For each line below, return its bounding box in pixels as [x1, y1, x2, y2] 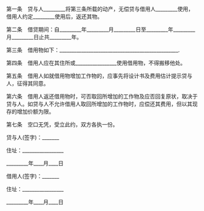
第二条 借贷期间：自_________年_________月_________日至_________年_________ [6, 26, 195, 33]
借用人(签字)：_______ [6, 173, 59, 179]
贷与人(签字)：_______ [6, 134, 59, 141]
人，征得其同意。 [6, 80, 49, 87]
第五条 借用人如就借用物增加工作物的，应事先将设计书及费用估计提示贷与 [6, 72, 192, 79]
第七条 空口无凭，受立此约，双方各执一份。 [6, 121, 118, 128]
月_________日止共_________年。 [6, 33, 82, 41]
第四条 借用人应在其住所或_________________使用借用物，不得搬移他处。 [6, 60, 186, 66]
